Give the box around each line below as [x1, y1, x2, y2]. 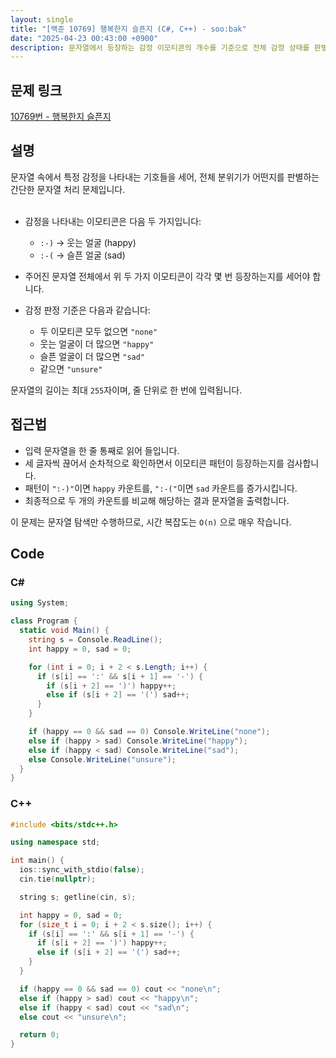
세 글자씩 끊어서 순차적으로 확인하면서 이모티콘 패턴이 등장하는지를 [24, 457, 285, 469]
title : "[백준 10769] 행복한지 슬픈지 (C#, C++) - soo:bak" [10, 24, 247, 34]
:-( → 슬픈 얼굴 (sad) [39, 249, 126, 261]
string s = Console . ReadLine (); [28, 635, 163, 645]
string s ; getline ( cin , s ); [19, 892, 137, 902]
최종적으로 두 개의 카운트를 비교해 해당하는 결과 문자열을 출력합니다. [24, 494, 290, 506]
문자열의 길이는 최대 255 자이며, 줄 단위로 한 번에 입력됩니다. [10, 384, 243, 396]
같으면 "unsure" [39, 362, 103, 375]
